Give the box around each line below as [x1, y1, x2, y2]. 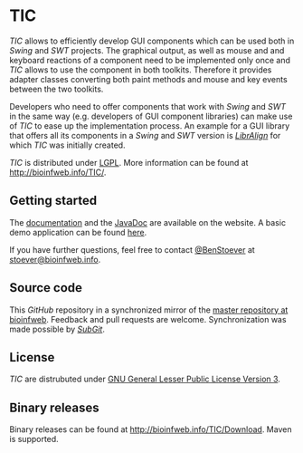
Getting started [9, 193, 98, 208]
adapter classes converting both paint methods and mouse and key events [9, 73, 288, 84]
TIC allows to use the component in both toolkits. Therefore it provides [9, 64, 272, 75]
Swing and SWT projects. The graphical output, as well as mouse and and [9, 44, 285, 55]
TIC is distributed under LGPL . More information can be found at [9, 157, 249, 168]
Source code [9, 280, 83, 295]
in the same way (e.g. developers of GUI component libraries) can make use [9, 111, 293, 121]
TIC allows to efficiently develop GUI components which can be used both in [9, 35, 295, 46]
